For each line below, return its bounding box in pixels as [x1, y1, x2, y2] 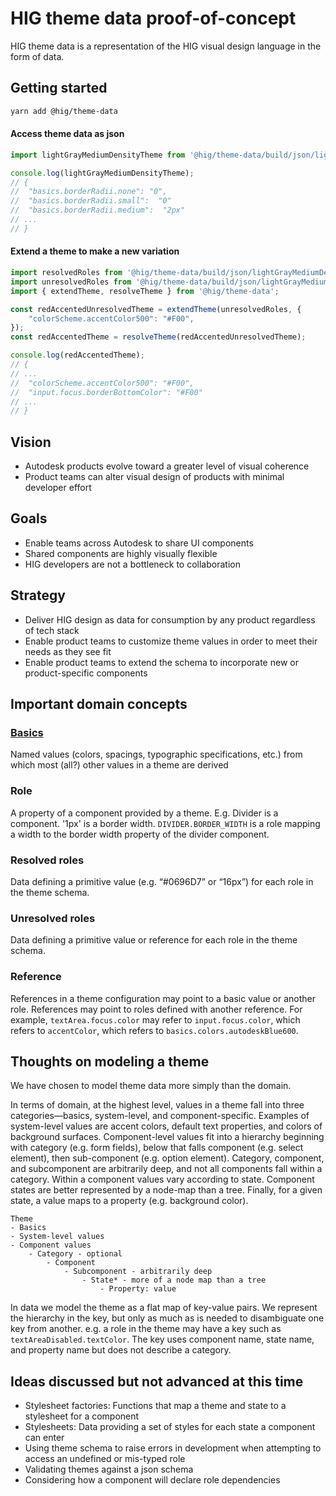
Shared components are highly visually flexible [24, 547, 218, 559]
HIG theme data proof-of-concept [10, 7, 297, 30]
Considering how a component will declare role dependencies [24, 1474, 281, 1486]
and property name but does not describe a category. [10, 1344, 232, 1356]
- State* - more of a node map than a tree [81, 1275, 267, 1286]
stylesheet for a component [24, 1410, 140, 1422]
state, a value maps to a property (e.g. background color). [10, 1195, 249, 1207]
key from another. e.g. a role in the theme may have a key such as [10, 1323, 282, 1335]
